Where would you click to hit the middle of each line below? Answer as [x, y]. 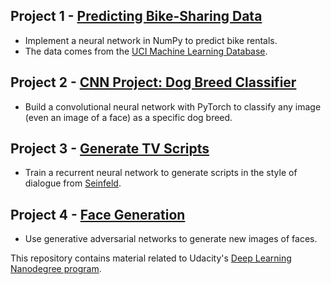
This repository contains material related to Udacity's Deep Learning [151, 258]
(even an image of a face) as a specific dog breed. [128, 117]
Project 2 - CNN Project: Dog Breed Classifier [153, 82]
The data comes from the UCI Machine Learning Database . [146, 51]
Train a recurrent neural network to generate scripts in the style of [161, 173]
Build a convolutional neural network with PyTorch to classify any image [173, 106]
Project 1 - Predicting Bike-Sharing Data [136, 16]
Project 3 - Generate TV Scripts [110, 149]
